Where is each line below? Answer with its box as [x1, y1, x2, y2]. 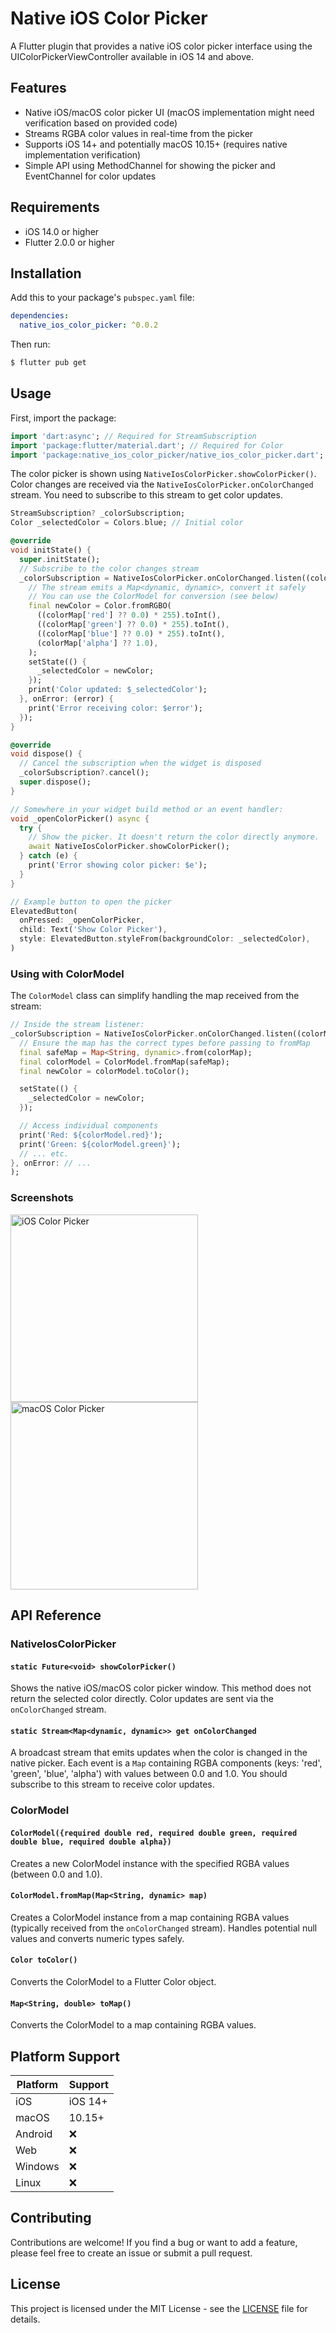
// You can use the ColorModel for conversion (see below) [28, 592, 280, 602]
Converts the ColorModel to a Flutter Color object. [10, 1975, 217, 1987]
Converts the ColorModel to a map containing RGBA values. [10, 2019, 257, 2031]
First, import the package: [10, 412, 117, 424]
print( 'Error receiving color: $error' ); [28, 703, 203, 713]
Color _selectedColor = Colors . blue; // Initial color [10, 518, 244, 528]
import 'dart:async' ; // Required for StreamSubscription [10, 431, 257, 441]
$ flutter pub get [10, 358, 87, 368]
